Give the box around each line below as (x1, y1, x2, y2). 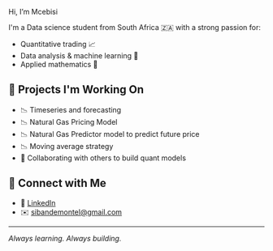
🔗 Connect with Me (8, 177, 107, 190)
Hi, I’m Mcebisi (8, 7, 58, 16)
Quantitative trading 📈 (19, 40, 96, 49)
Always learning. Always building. (8, 233, 122, 243)
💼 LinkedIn (19, 198, 56, 207)
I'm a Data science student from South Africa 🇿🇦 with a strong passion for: (8, 23, 262, 32)
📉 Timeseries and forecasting (19, 104, 122, 114)
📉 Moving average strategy (19, 141, 114, 151)
